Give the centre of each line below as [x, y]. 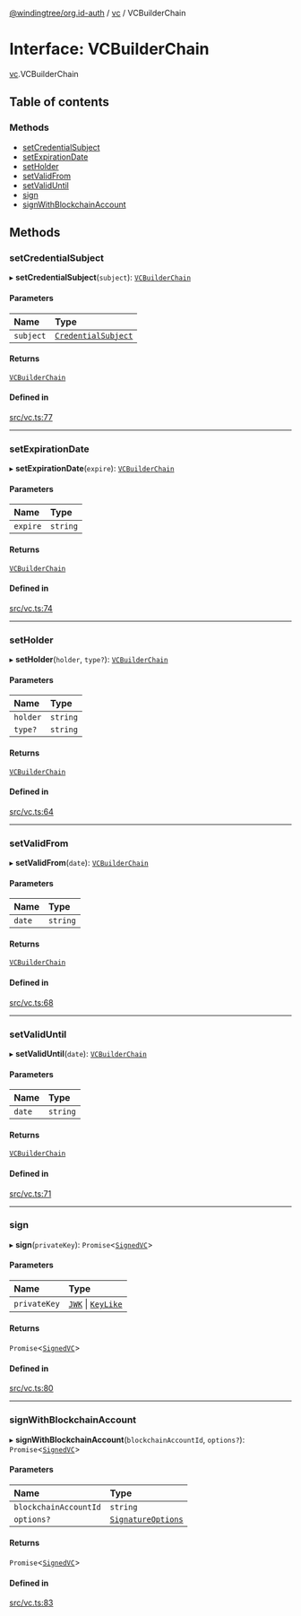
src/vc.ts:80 [31, 1388]
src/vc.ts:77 [31, 417]
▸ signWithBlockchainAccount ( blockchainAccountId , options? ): [127, 1439]
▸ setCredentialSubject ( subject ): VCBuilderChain [100, 278]
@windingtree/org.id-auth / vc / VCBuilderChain [98, 13]
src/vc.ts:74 [31, 608]
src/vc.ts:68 [31, 1002]
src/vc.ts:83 [31, 1603]
